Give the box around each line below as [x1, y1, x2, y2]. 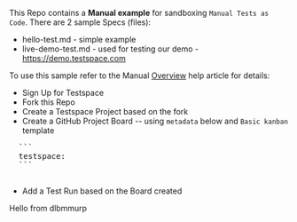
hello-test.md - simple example [21, 35, 137, 44]
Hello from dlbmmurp [9, 203, 87, 213]
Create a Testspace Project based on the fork [21, 107, 189, 116]
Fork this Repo [21, 97, 75, 107]
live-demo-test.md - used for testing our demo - [21, 44, 199, 54]
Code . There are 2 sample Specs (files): [9, 17, 152, 28]
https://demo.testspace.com [21, 53, 126, 63]
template [21, 125, 55, 136]
